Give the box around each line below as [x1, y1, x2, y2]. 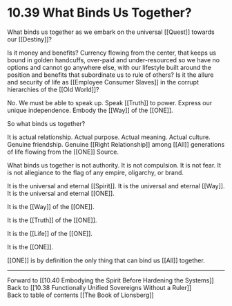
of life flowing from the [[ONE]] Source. [7, 147, 119, 156]
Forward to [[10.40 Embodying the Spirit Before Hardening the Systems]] [7, 276, 214, 285]
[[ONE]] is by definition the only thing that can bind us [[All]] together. [7, 256, 205, 264]
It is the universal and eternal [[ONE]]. [7, 189, 115, 197]
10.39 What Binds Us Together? [7, 5, 192, 21]
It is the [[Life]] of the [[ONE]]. [7, 229, 93, 237]
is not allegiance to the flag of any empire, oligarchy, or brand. [7, 168, 184, 177]
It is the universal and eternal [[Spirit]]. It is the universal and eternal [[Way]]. [7, 181, 225, 190]
